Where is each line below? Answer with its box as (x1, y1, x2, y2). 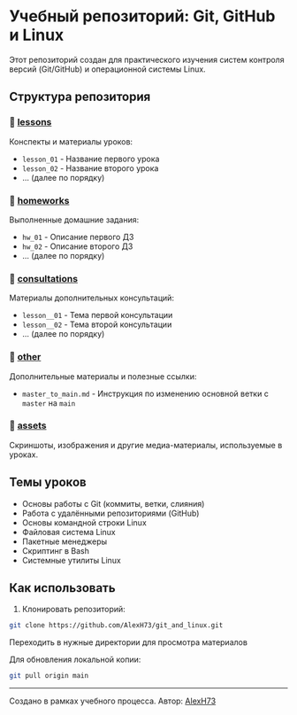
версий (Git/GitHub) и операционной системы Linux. (9, 64, 206, 74)
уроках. (9, 449, 38, 460)
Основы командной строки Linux (21, 517, 148, 528)
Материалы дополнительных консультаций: (9, 292, 175, 303)
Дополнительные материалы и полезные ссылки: (9, 370, 197, 382)
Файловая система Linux (21, 526, 117, 537)
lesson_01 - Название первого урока (21, 153, 160, 164)
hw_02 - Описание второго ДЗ (21, 241, 133, 252)
